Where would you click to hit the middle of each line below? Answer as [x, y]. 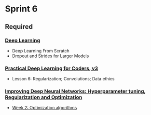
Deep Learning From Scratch [41, 51]
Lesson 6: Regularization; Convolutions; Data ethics [63, 79]
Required [19, 27]
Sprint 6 [21, 9]
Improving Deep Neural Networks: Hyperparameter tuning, [75, 91]
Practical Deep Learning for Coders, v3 [52, 68]
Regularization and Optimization [44, 97]
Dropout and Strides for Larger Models [50, 56]
